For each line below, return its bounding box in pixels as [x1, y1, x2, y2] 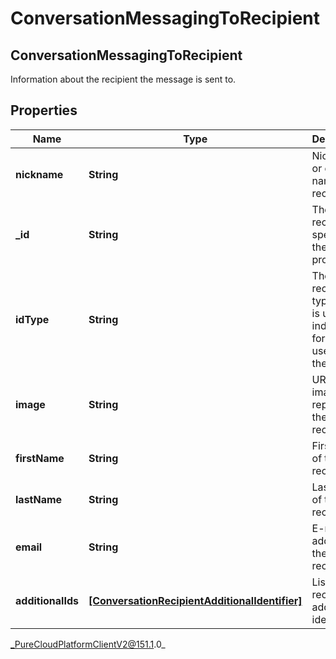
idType [15, 312, 50, 326]
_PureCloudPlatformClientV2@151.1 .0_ [10, 638, 166, 650]
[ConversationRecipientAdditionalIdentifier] [88, 593, 303, 607]
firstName [15, 451, 65, 465]
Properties [10, 102, 78, 119]
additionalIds [15, 593, 79, 607]
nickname [15, 167, 64, 181]
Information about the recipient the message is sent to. [10, 73, 237, 85]
